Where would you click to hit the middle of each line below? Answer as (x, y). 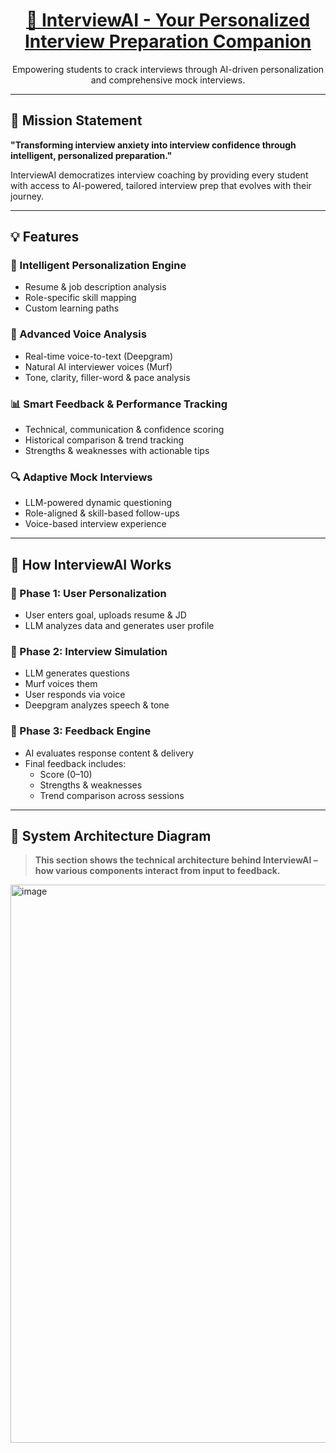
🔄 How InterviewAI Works (91, 564)
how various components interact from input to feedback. (157, 871)
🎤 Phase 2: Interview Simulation (89, 651)
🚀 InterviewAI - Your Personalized (168, 20)
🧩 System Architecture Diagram (111, 836)
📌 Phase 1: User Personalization (88, 593)
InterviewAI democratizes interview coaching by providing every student (159, 175)
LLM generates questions (77, 673)
